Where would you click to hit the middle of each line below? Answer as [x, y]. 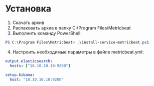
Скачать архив [28, 22]
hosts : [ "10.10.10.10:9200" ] [40, 65]
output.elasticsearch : [29, 61]
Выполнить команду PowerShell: [47, 33]
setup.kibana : [20, 75]
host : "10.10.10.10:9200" [37, 80]
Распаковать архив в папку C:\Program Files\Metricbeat [72, 27]
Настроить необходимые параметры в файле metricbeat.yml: [78, 52]
